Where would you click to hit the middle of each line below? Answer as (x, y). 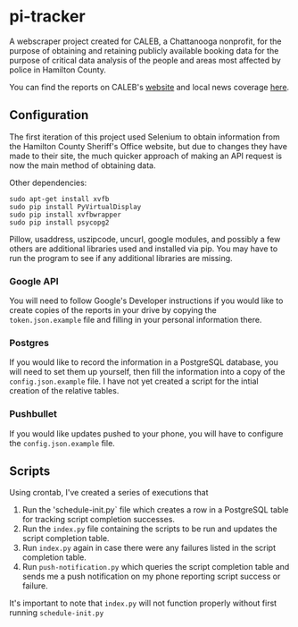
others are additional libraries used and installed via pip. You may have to (144, 249)
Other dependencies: (48, 182)
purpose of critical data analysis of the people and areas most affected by (145, 60)
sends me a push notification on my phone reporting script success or (151, 576)
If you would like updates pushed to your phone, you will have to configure (146, 433)
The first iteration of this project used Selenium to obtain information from (145, 137)
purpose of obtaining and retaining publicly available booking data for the (144, 50)
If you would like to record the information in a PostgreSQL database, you (144, 362)
